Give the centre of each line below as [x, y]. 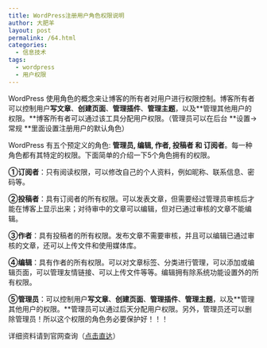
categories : [28, 45]
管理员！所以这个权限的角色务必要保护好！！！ [91, 319]
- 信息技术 [31, 52]
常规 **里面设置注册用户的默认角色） [68, 128]
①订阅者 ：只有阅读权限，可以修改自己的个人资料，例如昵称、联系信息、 [128, 172]
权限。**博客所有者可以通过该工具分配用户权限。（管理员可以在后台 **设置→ [133, 118]
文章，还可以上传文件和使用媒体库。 [81, 245]
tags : [17, 60]
